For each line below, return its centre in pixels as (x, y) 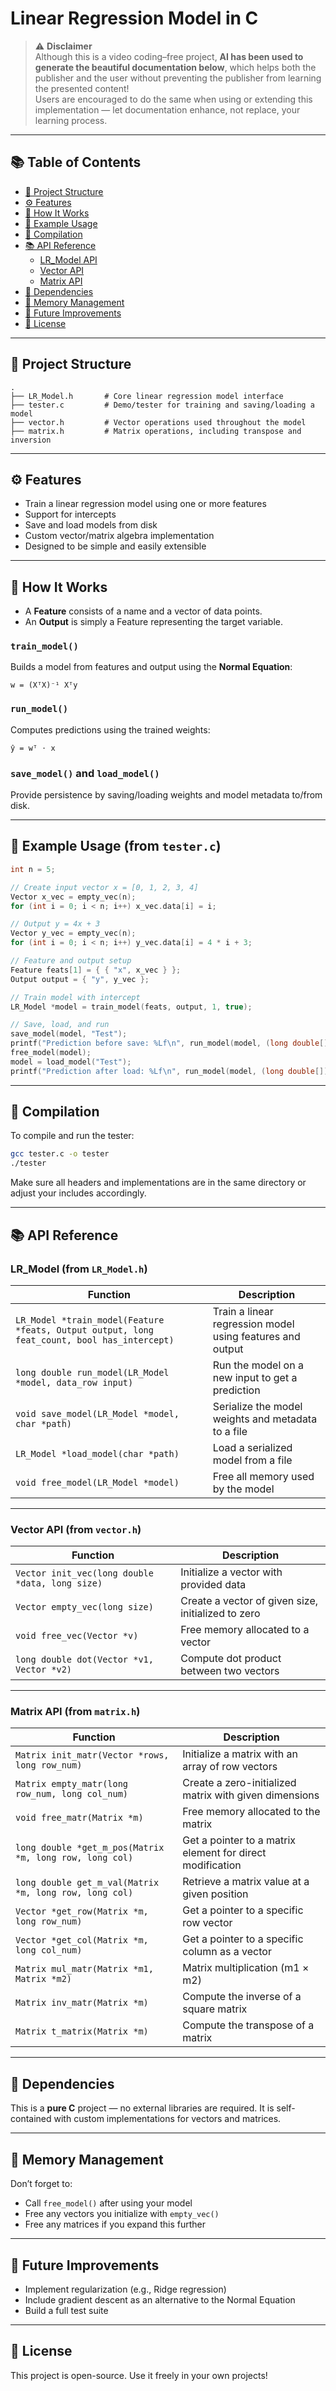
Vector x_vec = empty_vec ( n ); (73, 897)
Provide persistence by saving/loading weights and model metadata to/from (166, 795)
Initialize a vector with (231, 1572)
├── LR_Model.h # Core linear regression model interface (147, 396)
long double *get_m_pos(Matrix (90, 1848)
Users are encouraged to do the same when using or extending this (173, 99)
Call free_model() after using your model (108, 2203)
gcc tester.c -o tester (60, 1154)
